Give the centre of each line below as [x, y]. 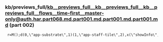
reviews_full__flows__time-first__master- [55, 13]
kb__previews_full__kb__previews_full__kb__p [102, 7]
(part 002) [22, 25]
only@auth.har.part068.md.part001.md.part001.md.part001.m [81, 19]
